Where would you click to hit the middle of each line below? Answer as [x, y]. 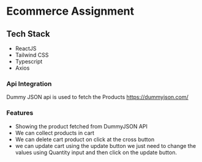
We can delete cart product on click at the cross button [85, 139]
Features [20, 113]
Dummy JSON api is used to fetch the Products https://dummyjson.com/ [97, 97]
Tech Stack [28, 34]
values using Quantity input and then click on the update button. [96, 152]
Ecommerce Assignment [70, 11]
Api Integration [29, 84]
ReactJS [26, 48]
